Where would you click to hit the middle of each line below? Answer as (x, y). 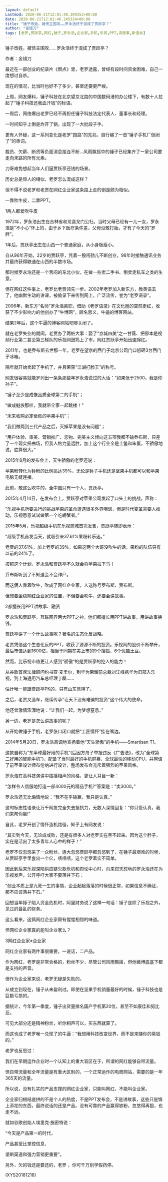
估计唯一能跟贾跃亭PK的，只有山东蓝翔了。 (50, 689)
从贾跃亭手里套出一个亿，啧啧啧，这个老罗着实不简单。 (62, 858)
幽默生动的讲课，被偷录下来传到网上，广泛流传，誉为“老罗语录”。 (86, 295)
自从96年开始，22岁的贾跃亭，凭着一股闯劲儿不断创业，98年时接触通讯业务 (83, 255)
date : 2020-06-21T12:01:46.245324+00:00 (48, 19)
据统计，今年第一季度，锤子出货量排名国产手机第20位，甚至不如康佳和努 (80, 1006)
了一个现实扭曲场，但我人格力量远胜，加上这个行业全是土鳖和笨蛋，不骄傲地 (84, 443)
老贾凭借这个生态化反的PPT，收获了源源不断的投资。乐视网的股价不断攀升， (84, 644)
